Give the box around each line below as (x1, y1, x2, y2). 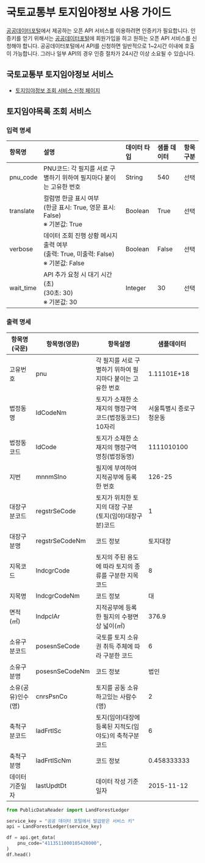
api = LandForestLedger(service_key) (6, 823, 103, 830)
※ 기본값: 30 (43, 298, 77, 306)
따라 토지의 (103, 562, 133, 571)
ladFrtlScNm (35, 756, 71, 765)
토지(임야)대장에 (95, 713, 140, 721)
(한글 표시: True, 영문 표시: (43, 203, 116, 212)
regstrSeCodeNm (35, 536, 87, 545)
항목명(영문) (46, 339, 79, 348)
